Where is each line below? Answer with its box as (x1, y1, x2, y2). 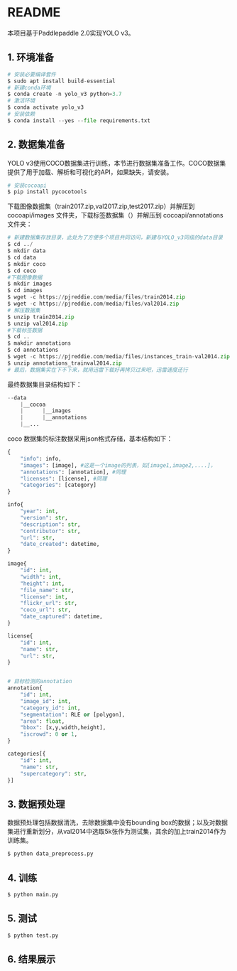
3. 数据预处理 (7, 798, 65, 810)
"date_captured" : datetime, (20, 613, 103, 621)
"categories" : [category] (20, 481, 97, 489)
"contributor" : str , (20, 527, 81, 535)
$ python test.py (7, 932, 59, 939)
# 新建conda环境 (7, 84, 51, 91)
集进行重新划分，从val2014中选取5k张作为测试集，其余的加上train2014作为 (7, 827, 226, 836)
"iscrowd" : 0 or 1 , (20, 731, 78, 738)
